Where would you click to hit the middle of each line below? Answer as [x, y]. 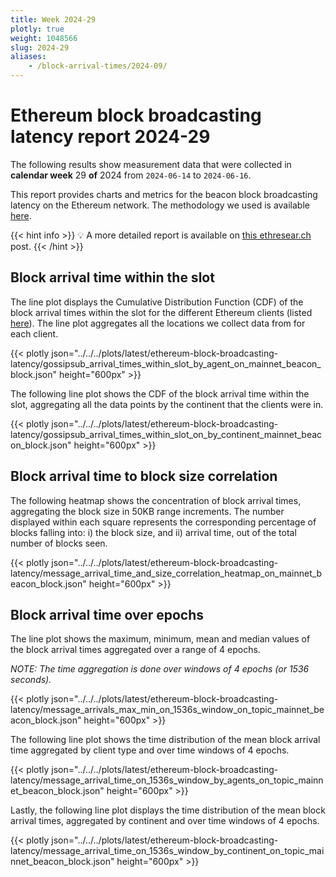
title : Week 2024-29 [53, 19]
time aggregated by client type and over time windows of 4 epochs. [150, 750]
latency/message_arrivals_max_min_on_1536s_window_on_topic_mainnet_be [167, 710]
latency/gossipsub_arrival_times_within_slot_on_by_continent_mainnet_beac [166, 434]
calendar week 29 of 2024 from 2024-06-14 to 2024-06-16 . [131, 175]
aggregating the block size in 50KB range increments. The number [147, 511]
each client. [34, 333]
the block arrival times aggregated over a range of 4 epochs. [135, 650]
